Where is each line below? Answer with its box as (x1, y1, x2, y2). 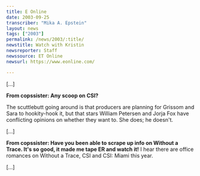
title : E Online (6, 8, 47, 15)
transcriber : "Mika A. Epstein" (6, 20, 87, 26)
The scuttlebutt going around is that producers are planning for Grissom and (6, 103, 195, 110)
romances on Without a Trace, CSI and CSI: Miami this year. (6, 152, 154, 159)
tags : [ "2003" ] (6, 31, 44, 37)
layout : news (6, 25, 39, 32)
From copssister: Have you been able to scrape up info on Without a (6, 139, 178, 146)
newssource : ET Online (6, 53, 63, 59)
